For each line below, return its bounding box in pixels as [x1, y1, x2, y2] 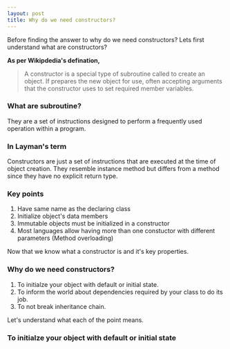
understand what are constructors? [7, 43, 108, 51]
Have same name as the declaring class [17, 205, 131, 213]
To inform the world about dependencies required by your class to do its [17, 288, 223, 296]
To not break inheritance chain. [17, 302, 106, 310]
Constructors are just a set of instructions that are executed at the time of [7, 157, 216, 166]
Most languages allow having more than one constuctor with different [17, 227, 215, 235]
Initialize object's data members [17, 212, 108, 221]
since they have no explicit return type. [7, 172, 118, 180]
